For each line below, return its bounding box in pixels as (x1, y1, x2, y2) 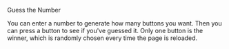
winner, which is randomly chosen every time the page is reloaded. (7, 34, 198, 42)
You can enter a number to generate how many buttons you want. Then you (7, 19, 222, 27)
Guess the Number (7, 6, 61, 14)
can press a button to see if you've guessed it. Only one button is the (7, 27, 203, 35)
